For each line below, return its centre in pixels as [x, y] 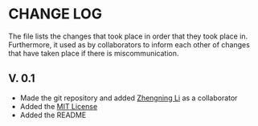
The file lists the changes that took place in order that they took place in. [128, 36]
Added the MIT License [59, 106]
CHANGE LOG [55, 14]
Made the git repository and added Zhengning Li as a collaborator [129, 98]
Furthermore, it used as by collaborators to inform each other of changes [129, 44]
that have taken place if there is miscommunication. [94, 53]
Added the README [53, 115]
